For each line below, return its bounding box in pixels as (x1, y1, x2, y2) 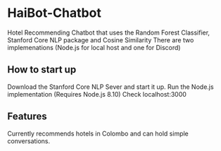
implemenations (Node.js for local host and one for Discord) (7, 43, 181, 52)
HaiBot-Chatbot (7, 5, 102, 21)
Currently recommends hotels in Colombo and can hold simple (7, 129, 189, 138)
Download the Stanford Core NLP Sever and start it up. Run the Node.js (7, 83, 214, 91)
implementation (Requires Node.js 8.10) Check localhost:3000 (7, 90, 187, 98)
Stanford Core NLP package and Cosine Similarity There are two (7, 35, 194, 44)
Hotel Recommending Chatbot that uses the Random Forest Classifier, (7, 28, 210, 37)
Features (7, 111, 47, 123)
